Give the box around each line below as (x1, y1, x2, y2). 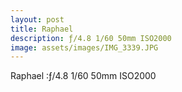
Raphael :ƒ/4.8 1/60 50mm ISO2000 (10, 70, 157, 82)
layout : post (10, 14, 65, 25)
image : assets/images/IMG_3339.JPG (10, 42, 159, 53)
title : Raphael (10, 24, 74, 34)
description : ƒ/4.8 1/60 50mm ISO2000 (10, 33, 172, 43)
